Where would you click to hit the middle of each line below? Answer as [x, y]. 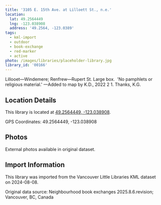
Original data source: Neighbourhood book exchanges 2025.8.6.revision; [79, 192]
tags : [11, 33]
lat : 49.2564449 [26, 19]
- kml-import [23, 38]
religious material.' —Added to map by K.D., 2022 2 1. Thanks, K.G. [73, 84]
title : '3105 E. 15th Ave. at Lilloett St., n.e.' [58, 10]
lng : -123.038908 [27, 24]
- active [19, 56]
